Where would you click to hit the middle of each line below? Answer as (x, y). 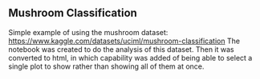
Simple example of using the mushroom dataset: (88, 32)
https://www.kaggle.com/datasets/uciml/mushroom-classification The (124, 41)
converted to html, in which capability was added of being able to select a (130, 57)
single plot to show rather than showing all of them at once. (106, 66)
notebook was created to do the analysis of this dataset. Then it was (121, 49)
